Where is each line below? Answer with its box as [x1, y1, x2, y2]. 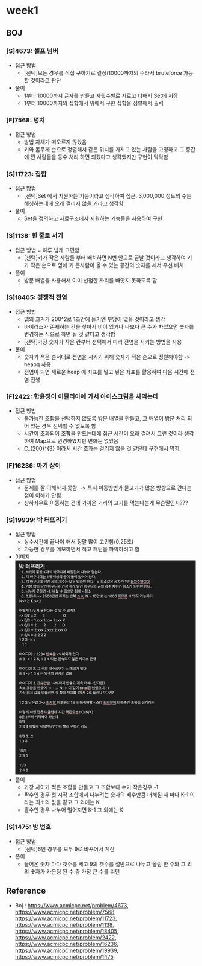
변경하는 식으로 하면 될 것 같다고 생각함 [23, 331, 116, 338]
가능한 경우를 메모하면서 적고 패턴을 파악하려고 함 [23, 545, 140, 553]
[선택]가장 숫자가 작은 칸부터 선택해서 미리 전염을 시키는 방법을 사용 [23, 338, 182, 346]
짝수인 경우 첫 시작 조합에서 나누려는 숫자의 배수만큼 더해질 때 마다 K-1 [23, 791, 189, 798]
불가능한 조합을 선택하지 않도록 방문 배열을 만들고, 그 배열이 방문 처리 [23, 415, 186, 422]
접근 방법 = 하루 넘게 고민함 [14, 246, 80, 253]
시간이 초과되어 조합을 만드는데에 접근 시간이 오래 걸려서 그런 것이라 [23, 430, 183, 437]
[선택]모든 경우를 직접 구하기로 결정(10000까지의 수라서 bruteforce [23, 69, 182, 76]
